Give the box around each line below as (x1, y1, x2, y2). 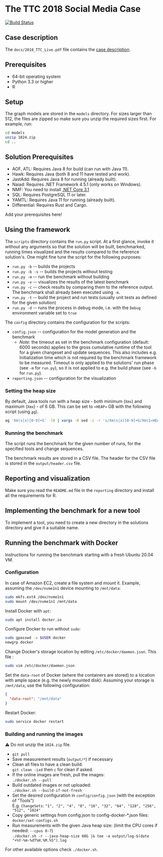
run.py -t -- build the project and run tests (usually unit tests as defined (12, 294, 157, 300)
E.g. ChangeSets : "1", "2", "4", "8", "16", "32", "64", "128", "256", (12, 803, 156, 808)
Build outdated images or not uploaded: (12, 782, 91, 788)
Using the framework (5, 226, 70, 234)
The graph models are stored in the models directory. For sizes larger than (5, 111, 152, 117)
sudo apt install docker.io (5, 617, 62, 622)
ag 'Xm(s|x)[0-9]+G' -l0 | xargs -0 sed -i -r (5, 418, 101, 423)
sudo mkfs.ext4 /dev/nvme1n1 (5, 595, 64, 599)
